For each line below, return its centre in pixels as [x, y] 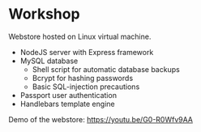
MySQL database [49, 61]
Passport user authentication [68, 95]
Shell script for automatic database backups [106, 69]
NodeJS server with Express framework [87, 52]
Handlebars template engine [67, 104]
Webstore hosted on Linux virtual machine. [80, 36]
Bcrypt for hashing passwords [83, 78]
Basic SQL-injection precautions [86, 87]
